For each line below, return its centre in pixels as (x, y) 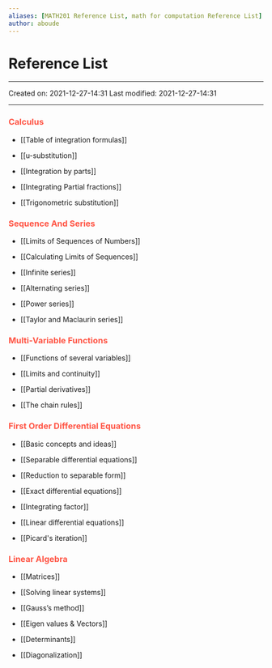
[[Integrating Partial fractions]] (71, 186)
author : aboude (34, 23)
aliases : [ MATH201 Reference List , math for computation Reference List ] (136, 16)
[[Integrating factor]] (54, 506)
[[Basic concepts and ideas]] (68, 444)
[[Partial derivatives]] (55, 389)
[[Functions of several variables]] (75, 358)
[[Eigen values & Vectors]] (64, 623)
